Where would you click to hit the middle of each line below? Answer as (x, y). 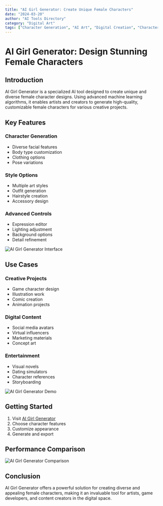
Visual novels (25, 366)
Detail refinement (29, 240)
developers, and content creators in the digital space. (58, 498)
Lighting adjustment (32, 230)
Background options (32, 235)
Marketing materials (32, 338)
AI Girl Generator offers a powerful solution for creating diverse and (73, 488)
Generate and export (33, 434)
